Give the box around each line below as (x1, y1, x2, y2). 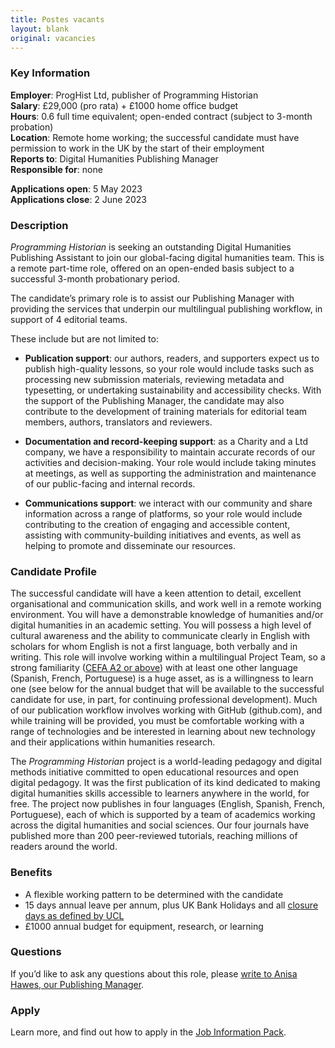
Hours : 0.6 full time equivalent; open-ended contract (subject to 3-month (10, 110, 313, 122)
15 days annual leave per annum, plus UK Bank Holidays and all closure (24, 899, 319, 911)
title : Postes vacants (10, 14, 105, 25)
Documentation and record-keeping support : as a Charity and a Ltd (24, 435, 309, 447)
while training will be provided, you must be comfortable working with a (10, 715, 305, 727)
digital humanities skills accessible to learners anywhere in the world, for (10, 787, 310, 800)
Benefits (10, 866, 53, 880)
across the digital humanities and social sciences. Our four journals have (10, 819, 310, 831)
